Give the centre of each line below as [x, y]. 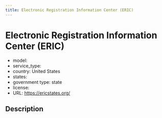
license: [21, 87]
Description [24, 109]
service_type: [27, 66]
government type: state [37, 82]
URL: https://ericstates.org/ [41, 93]
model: [20, 60]
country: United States [36, 71]
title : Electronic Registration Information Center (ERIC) [70, 10]
